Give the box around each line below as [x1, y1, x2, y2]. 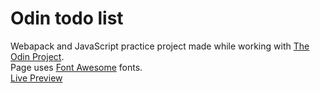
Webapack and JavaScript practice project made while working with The [10, 40, 310, 52]
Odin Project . [10, 50, 65, 62]
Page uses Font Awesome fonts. [10, 61, 143, 73]
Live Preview [10, 72, 63, 84]
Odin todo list [10, 7, 124, 30]
